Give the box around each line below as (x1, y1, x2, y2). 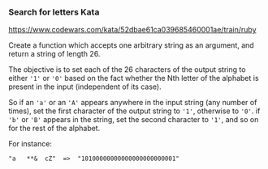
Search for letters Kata (8, 6, 100, 18)
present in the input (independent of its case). (8, 82, 162, 91)
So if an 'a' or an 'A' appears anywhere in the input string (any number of (8, 98, 257, 108)
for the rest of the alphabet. (8, 124, 101, 133)
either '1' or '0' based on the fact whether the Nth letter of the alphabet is (8, 74, 259, 83)
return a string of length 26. (8, 49, 101, 59)
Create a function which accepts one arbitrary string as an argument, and (8, 40, 254, 50)
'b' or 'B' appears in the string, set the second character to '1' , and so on (8, 115, 259, 125)
